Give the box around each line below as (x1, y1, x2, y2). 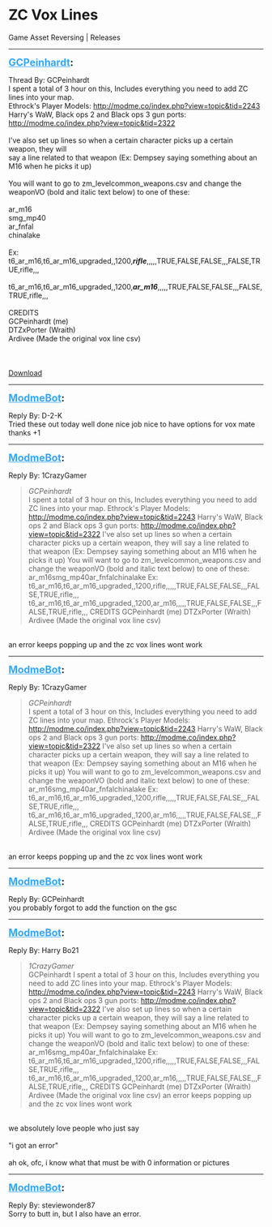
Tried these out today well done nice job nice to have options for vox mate (8, 419, 256, 429)
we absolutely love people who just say (8, 1123, 140, 1133)
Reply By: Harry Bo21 (8, 945, 79, 955)
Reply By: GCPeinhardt (8, 894, 85, 903)
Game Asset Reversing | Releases (8, 32, 121, 42)
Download (8, 367, 43, 378)
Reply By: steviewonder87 (8, 1200, 96, 1210)
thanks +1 (8, 427, 40, 437)
